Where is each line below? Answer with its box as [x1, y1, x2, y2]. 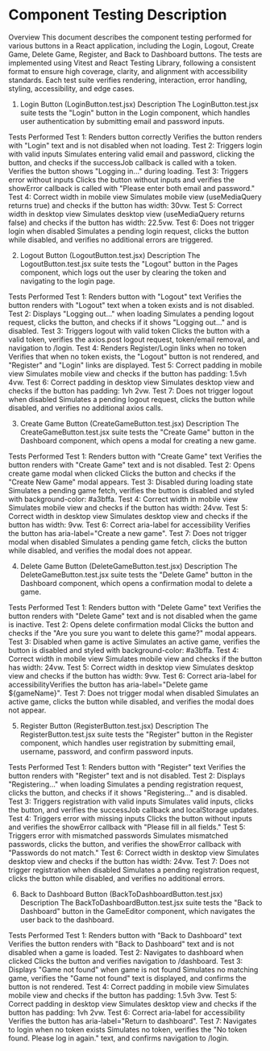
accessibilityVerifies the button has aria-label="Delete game [8, 679, 208, 689]
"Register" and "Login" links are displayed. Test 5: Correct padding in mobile [8, 360, 263, 370]
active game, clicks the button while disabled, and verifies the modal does [8, 696, 255, 706]
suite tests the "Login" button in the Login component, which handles [19, 107, 251, 118]
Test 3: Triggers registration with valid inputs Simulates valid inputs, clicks [8, 796, 254, 806]
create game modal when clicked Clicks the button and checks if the [8, 468, 236, 478]
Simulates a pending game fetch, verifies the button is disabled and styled [8, 485, 255, 495]
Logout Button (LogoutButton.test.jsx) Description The [19, 250, 201, 260]
